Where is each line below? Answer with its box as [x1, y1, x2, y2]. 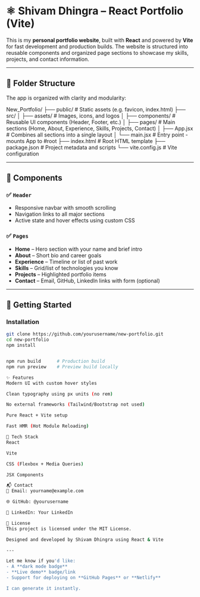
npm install [6, 343, 36, 349]
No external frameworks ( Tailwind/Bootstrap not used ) [6, 402, 145, 408]
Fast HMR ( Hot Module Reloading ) [6, 423, 89, 430]
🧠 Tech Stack [6, 434, 39, 440]
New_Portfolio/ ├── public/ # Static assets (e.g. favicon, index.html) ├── [6, 105, 186, 113]
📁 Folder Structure [6, 79, 76, 89]
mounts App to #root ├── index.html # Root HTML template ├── [6, 137, 165, 144]
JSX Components [6, 472, 44, 478]
